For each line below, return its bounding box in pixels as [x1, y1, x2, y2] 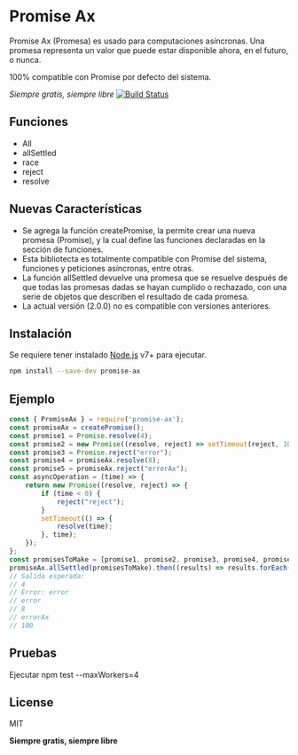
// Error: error [9, 588, 69, 597]
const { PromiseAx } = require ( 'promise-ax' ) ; [9, 415, 184, 424]
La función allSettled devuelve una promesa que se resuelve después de [21, 272, 288, 283]
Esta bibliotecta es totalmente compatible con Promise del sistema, [21, 253, 268, 263]
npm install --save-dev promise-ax [9, 366, 141, 376]
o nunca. [9, 54, 42, 65]
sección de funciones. [21, 244, 104, 255]
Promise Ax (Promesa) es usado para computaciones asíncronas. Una [9, 35, 265, 46]
